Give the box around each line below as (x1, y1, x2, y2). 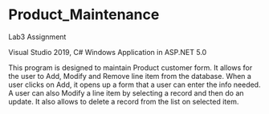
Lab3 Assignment (8, 32, 67, 41)
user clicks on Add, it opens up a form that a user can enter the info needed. (8, 80, 261, 89)
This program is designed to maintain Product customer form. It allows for (8, 62, 253, 73)
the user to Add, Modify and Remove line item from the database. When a (8, 71, 251, 81)
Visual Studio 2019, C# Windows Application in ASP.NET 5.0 (8, 47, 207, 57)
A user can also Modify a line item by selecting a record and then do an (8, 88, 244, 97)
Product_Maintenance (8, 6, 160, 24)
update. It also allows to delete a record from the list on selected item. (8, 96, 239, 106)
